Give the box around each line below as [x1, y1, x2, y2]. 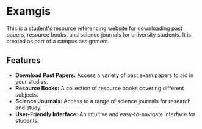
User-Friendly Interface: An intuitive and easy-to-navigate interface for [15, 110, 196, 117]
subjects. [15, 90, 38, 98]
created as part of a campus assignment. [6, 37, 110, 45]
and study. [15, 104, 42, 111]
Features [6, 55, 41, 65]
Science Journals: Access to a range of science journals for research [15, 97, 191, 105]
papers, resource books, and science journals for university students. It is [6, 31, 192, 38]
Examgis [6, 4, 51, 18]
